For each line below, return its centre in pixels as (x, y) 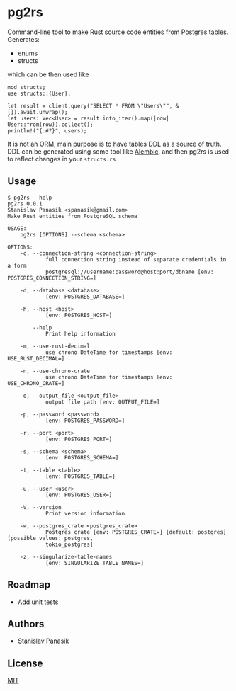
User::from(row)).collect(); (50, 125)
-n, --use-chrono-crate (55, 371)
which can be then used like (49, 74)
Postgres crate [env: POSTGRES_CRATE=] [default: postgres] (136, 532)
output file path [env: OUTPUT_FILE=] (102, 402)
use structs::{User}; (39, 93)
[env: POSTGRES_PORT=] (79, 439)
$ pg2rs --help (30, 198)
